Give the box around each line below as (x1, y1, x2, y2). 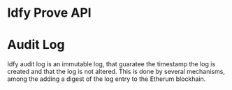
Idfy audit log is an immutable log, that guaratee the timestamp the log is (7, 60, 216, 68)
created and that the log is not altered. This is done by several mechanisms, (7, 68, 226, 76)
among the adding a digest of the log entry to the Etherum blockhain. (7, 75, 206, 83)
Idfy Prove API (7, 5, 92, 21)
